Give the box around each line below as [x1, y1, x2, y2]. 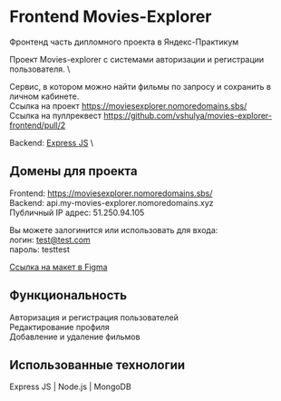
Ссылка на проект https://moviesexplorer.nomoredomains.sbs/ [9, 100, 247, 111]
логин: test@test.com [9, 234, 91, 245]
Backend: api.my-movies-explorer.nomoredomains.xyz [9, 197, 215, 208]
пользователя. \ [9, 64, 71, 74]
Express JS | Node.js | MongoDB [9, 381, 131, 392]
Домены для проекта [9, 163, 138, 179]
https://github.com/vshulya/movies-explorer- [103, 110, 272, 121]
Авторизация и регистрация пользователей [9, 311, 179, 323]
